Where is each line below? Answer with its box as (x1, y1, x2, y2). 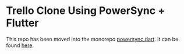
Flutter (6, 16, 39, 30)
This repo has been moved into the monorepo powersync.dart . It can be (6, 35, 179, 42)
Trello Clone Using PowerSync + (6, 4, 165, 17)
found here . (6, 42, 34, 49)
